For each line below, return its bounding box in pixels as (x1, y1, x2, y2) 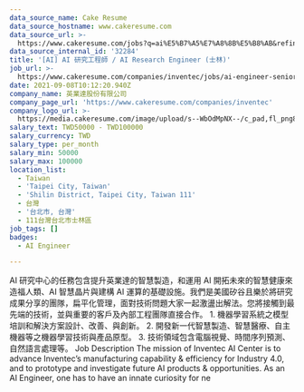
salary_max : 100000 (9, 156, 83, 166)
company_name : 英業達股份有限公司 (9, 89, 128, 98)
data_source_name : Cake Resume (9, 13, 128, 23)
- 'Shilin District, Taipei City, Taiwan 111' (17, 191, 196, 200)
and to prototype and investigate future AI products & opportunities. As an (9, 363, 285, 374)
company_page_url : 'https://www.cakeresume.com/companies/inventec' (9, 97, 273, 107)
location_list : (9, 165, 67, 174)
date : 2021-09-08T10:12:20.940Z (9, 81, 131, 90)
